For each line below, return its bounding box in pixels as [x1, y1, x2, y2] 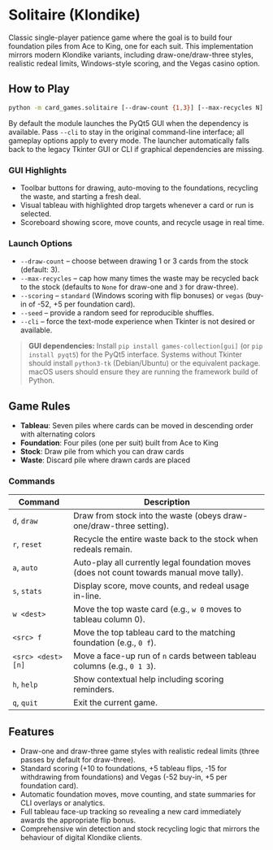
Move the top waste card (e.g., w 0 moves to [72, 604, 242, 615]
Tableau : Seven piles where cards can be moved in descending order [19, 421, 253, 431]
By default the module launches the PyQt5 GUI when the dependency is [8, 118, 249, 128]
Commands [8, 475, 55, 487]
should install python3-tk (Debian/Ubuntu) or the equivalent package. [28, 358, 261, 368]
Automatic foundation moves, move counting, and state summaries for [19, 790, 256, 800]
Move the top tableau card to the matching [72, 627, 236, 639]
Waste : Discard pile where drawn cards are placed [19, 455, 191, 465]
